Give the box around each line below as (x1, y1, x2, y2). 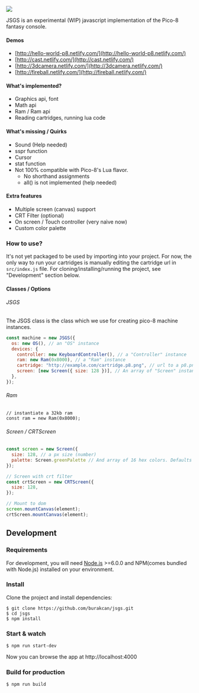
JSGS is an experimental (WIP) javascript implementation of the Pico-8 (6, 17, 179, 24)
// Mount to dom (6, 501, 46, 507)
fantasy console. (6, 23, 47, 30)
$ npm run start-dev (6, 643, 57, 649)
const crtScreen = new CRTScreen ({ (6, 479, 94, 485)
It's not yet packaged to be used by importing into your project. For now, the (6, 253, 192, 260)
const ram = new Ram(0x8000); (6, 415, 81, 421)
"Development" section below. (6, 272, 81, 279)
